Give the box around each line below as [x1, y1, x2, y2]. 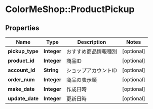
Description [77, 39, 106, 45]
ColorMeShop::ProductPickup [5, 4, 135, 15]
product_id [8, 57, 34, 64]
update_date [8, 95, 39, 102]
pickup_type [8, 48, 39, 54]
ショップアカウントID [66, 67, 118, 74]
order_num [8, 76, 35, 83]
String [43, 67, 59, 74]
